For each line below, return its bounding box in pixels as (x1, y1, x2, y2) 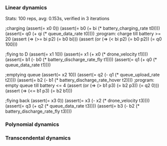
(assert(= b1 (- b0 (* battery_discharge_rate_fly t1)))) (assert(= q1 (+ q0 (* (5, 57, 157, 63)
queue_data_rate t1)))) (5, 62, 51, 68)
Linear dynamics (5, 4, 47, 11)
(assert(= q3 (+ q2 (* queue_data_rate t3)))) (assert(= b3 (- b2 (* (5, 103, 140, 109)
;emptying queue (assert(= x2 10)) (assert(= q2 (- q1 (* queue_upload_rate (5, 72, 160, 78)
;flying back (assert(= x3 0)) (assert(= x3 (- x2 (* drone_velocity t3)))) (5, 98, 150, 104)
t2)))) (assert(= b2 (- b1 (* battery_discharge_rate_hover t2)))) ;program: (5, 77, 155, 83)
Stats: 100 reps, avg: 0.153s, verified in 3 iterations (5, 16, 109, 22)
